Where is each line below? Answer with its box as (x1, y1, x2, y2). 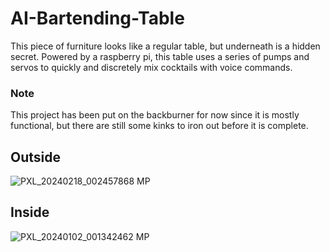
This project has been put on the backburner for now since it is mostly (10, 109, 300, 121)
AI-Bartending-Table (10, 7, 185, 30)
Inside (10, 204, 50, 221)
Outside (10, 148, 61, 166)
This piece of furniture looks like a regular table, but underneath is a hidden (10, 40, 321, 52)
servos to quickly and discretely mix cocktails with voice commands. (10, 61, 293, 73)
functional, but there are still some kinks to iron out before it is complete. (10, 120, 309, 132)
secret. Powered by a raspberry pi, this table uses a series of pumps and (10, 50, 310, 62)
